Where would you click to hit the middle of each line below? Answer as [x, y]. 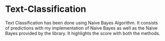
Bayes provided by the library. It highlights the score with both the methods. [83, 33]
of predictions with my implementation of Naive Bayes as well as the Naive [82, 28]
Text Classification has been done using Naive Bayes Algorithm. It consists [82, 23]
